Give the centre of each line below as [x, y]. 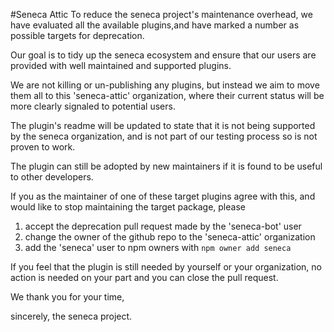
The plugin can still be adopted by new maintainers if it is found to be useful [166, 166]
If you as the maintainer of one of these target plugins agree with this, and [163, 196]
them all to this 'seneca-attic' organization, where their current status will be [167, 95]
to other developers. [52, 177]
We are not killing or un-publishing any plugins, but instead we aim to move [165, 85]
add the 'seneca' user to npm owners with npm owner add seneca [158, 247]
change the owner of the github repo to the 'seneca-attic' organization [170, 237]
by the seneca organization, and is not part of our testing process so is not [164, 136]
